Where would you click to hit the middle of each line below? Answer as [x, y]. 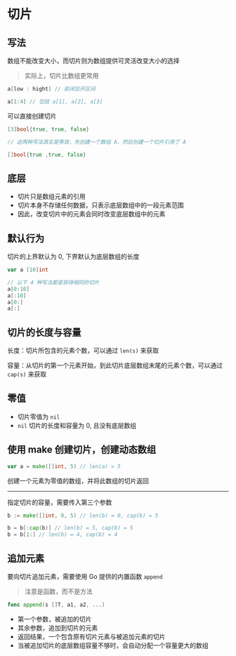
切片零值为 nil [39, 416]
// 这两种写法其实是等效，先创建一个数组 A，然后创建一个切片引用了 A [97, 142]
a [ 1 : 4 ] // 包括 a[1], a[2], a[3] [55, 101]
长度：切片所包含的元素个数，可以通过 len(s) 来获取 [83, 350]
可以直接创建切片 [32, 116]
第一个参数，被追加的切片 [54, 619]
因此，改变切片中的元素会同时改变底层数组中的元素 [91, 214]
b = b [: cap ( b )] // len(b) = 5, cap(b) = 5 [70, 528]
